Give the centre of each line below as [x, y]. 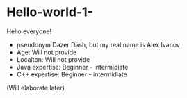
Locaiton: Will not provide [53, 59]
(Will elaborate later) [36, 88]
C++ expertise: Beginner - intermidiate [72, 74]
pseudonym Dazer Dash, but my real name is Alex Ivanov [98, 44]
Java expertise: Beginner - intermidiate [72, 67]
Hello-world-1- [50, 12]
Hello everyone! [29, 31]
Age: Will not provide [47, 52]
